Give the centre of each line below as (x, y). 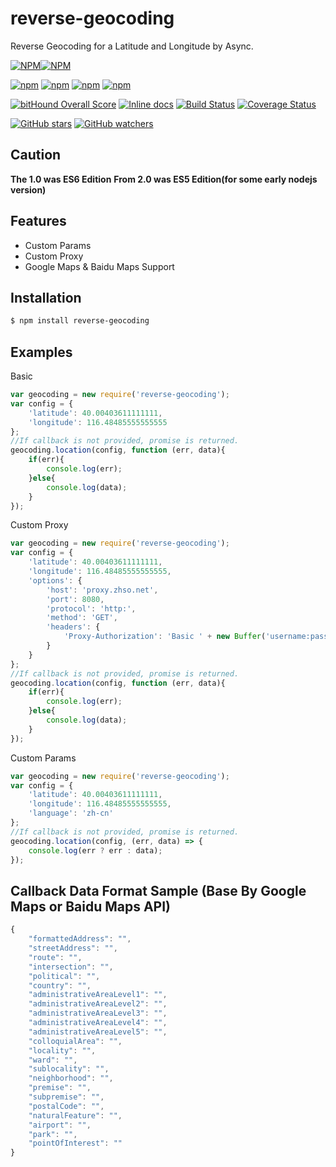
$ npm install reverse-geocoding (80, 321)
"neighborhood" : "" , (71, 1078)
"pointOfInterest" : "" (75, 1143)
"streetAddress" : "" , (73, 948)
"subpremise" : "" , (66, 1097)
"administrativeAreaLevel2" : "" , (98, 1004)
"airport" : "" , (60, 1125)
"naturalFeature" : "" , (75, 1115)
